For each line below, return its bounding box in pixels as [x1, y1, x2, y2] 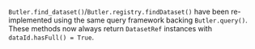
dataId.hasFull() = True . [8, 32, 95, 42]
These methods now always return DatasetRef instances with [8, 24, 213, 33]
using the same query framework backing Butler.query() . [53, 15, 249, 25]
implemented [8, 15, 53, 25]
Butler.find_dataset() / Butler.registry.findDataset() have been [8, 7, 229, 16]
